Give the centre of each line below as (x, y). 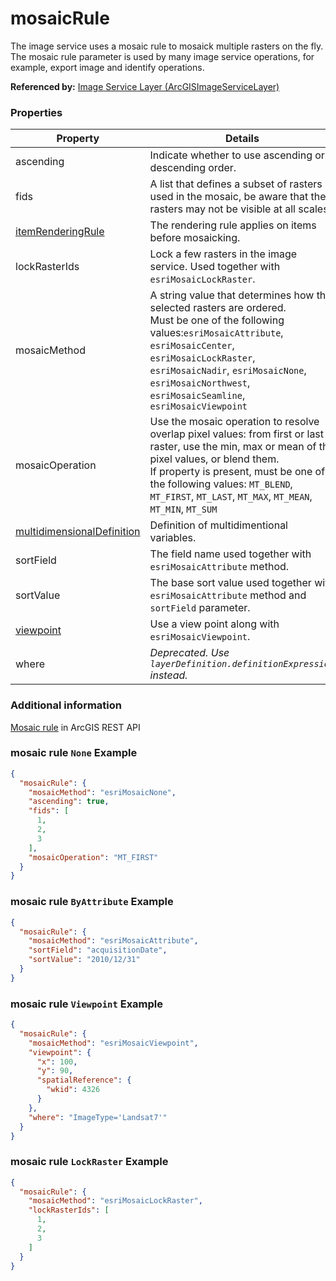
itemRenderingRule (60, 232)
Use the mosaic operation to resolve (234, 422)
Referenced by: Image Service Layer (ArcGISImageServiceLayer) (145, 86)
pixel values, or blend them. (214, 459)
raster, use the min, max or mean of (233, 447)
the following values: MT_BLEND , (221, 484)
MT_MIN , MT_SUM (183, 509)
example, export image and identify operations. (107, 67)
